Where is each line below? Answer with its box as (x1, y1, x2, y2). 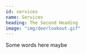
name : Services (5, 14, 44, 20)
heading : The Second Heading (5, 20, 78, 26)
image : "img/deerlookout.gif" (5, 25, 81, 31)
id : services (5, 8, 38, 15)
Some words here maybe (5, 42, 67, 49)
